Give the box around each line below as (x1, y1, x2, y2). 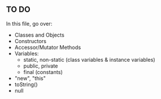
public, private (23, 62, 59, 69)
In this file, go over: (6, 20, 53, 27)
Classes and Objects (14, 31, 64, 38)
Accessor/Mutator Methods (14, 44, 81, 51)
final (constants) (23, 68, 63, 75)
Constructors (14, 37, 47, 44)
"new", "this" (14, 75, 46, 82)
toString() (14, 81, 38, 88)
